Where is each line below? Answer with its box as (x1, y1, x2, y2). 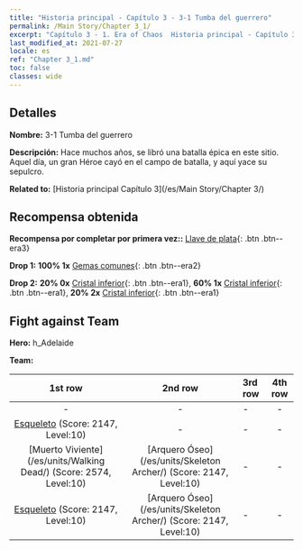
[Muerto (28, 444, 63, 456)
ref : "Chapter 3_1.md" (9, 55, 95, 64)
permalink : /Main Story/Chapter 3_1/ (9, 22, 151, 31)
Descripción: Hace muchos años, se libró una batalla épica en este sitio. (9, 146, 280, 158)
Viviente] (64, 444, 104, 456)
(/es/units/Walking (26, 454, 106, 467)
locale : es (9, 47, 50, 56)
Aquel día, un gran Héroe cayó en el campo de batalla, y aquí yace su (9, 156, 268, 167)
